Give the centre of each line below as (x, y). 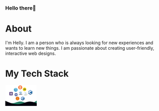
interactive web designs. (31, 53)
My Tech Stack (37, 74)
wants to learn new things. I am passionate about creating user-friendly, (80, 48)
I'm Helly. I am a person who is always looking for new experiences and (79, 43)
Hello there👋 (21, 8)
